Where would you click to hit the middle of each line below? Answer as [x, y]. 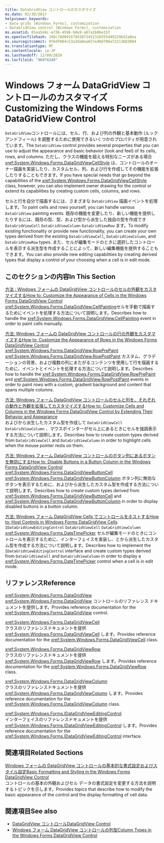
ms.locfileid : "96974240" [31, 60]
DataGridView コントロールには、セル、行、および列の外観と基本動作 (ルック [82, 133]
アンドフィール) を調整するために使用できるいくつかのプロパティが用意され [81, 139]
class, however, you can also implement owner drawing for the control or [78, 186]
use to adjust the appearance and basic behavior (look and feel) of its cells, [81, 151]
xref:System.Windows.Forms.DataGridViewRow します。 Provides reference [81, 661]
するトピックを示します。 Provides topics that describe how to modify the [79, 789]
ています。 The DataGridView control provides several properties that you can [82, 146]
